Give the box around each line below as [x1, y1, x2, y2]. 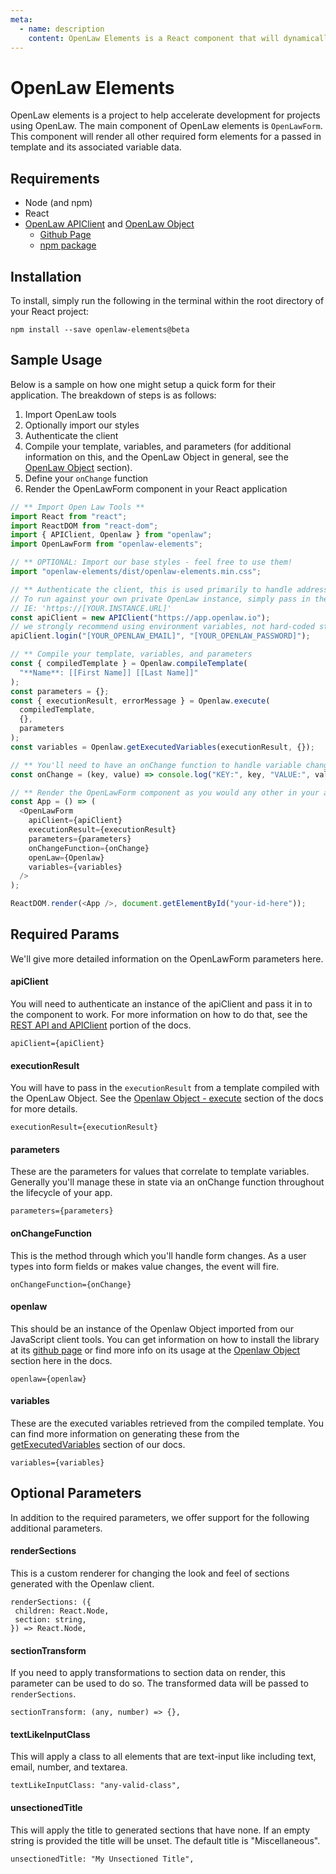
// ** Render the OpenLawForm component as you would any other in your [10, 787, 320, 798]
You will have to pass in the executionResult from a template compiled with [10, 1082, 320, 1094]
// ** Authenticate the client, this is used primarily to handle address [10, 584, 329, 595]
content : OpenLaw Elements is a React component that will [28, 33, 280, 43]
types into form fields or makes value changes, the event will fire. [10, 1260, 280, 1272]
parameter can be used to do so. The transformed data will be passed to [10, 1677, 309, 1690]
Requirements [10, 170, 100, 187]
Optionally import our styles [24, 419, 140, 431]
